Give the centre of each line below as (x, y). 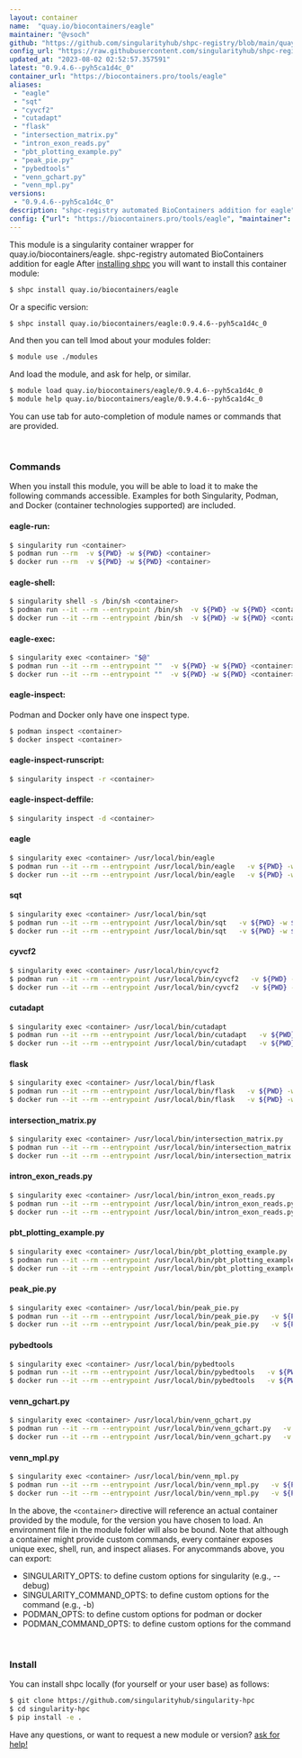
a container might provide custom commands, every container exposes (141, 1539)
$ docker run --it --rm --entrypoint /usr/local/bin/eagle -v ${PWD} (146, 875)
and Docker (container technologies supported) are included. (123, 506)
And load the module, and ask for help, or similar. (100, 374)
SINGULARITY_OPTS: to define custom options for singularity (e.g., (147, 1576)
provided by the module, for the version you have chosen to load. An (136, 1520)
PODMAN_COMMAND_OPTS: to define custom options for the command (156, 1624)
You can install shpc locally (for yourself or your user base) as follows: (139, 1684)
